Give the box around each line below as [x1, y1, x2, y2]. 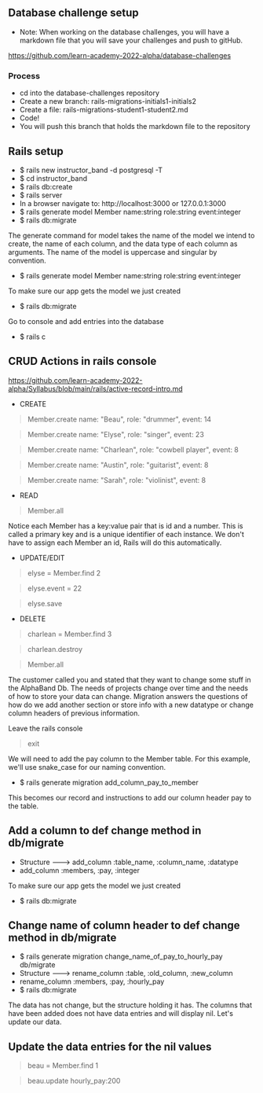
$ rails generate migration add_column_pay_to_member [19, 778, 199, 787]
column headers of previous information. [8, 708, 140, 718]
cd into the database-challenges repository [19, 88, 159, 98]
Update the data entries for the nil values [8, 1040, 212, 1053]
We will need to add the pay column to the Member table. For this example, [8, 754, 251, 764]
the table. [8, 801, 39, 811]
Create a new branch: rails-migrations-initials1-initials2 [19, 97, 196, 106]
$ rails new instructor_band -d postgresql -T [19, 165, 163, 175]
